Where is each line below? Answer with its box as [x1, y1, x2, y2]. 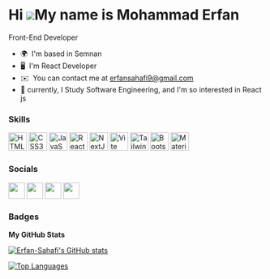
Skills [8, 114, 31, 125]
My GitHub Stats [8, 230, 66, 239]
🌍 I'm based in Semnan [19, 49, 102, 58]
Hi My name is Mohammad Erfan [8, 6, 240, 24]
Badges [8, 211, 39, 222]
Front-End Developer [8, 32, 79, 42]
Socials [8, 164, 38, 175]
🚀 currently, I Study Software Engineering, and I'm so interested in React [19, 84, 262, 94]
